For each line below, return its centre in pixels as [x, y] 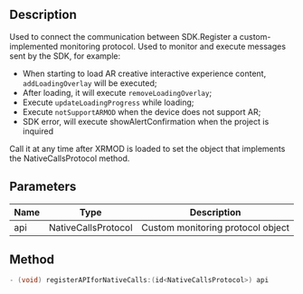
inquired [38, 131]
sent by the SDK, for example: [65, 56]
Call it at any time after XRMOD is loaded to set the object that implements [147, 148]
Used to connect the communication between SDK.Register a [123, 36]
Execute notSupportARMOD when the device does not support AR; [142, 111]
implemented [34, 46]
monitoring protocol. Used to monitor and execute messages [173, 46]
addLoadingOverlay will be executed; [90, 83]
